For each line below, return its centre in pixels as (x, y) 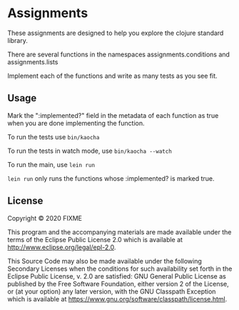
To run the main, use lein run (51, 164)
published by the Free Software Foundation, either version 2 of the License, (118, 284)
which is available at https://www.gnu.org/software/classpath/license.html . (117, 299)
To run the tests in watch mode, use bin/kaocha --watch (90, 151)
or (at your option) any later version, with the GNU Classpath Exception (112, 291)
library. (18, 40)
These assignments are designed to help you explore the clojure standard (116, 33)
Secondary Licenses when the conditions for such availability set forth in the (120, 269)
